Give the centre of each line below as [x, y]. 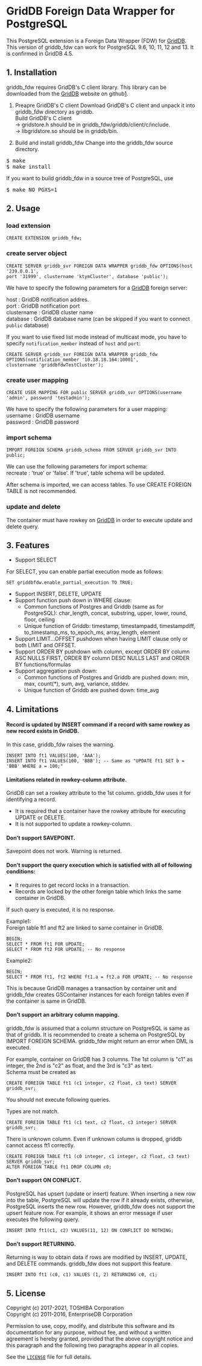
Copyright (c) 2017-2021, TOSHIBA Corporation [65, 1308]
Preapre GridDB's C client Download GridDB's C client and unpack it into [105, 105]
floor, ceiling [39, 620]
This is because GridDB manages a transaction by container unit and [91, 988]
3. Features [28, 545]
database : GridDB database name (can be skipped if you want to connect [98, 319]
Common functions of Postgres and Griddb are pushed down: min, [106, 678]
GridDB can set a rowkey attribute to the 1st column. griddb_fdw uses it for [99, 793]
